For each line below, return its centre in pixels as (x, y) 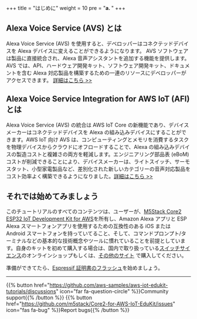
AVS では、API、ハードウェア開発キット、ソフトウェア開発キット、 (88, 65)
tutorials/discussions (31, 291)
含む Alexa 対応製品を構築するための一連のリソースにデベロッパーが (104, 73)
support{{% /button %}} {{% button (49, 298)
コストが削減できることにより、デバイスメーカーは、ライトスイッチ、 (90, 161)
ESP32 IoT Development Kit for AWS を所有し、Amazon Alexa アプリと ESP (96, 219)
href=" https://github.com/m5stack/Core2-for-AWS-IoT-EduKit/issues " (91, 304)
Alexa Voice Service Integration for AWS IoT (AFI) (98, 99)
